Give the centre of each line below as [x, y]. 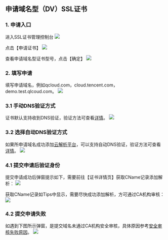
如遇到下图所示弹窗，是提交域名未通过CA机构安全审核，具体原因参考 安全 [81, 226]
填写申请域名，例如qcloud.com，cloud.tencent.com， [61, 85]
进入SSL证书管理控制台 [29, 37]
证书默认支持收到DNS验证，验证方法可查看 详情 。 [56, 118]
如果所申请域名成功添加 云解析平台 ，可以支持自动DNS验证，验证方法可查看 [83, 144]
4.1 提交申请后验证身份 [33, 165]
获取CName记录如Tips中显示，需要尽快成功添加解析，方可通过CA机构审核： [85, 194]
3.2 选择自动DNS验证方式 [36, 132]
